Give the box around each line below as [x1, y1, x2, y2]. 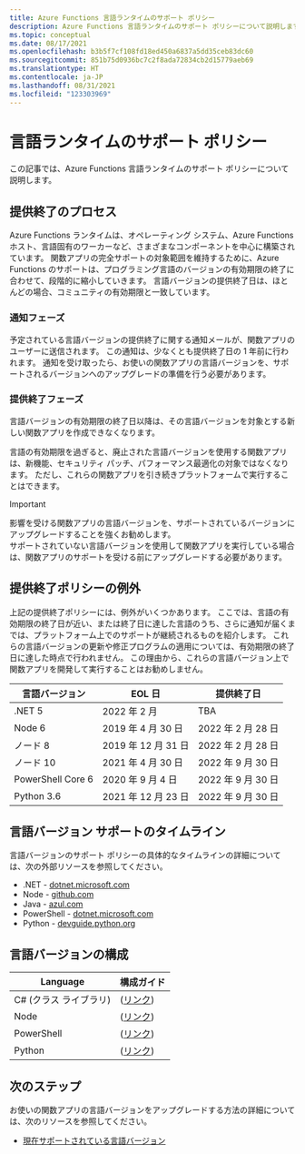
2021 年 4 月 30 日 [102, 756, 183, 769]
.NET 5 [14, 704, 44, 717]
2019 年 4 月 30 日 [102, 722, 183, 734]
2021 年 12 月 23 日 [102, 790, 190, 803]
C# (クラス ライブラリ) [14, 994, 112, 1007]
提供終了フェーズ [9, 393, 84, 406]
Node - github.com [22, 889, 94, 900]
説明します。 [9, 175, 57, 186]
